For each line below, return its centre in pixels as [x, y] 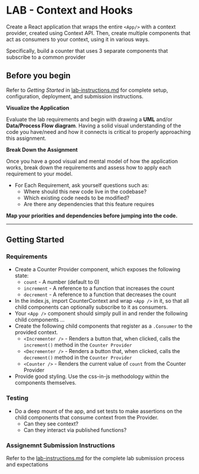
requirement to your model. [39, 174]
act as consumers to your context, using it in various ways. [78, 39]
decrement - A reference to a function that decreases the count [100, 294]
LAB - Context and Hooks [70, 10]
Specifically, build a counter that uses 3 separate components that [87, 50]
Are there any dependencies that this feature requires [89, 204]
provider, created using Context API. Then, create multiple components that [98, 33]
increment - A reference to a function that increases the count [99, 289]
